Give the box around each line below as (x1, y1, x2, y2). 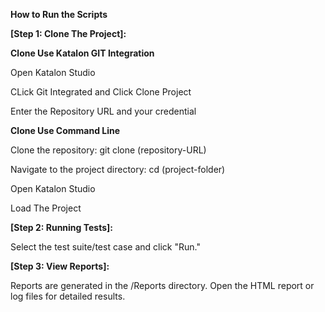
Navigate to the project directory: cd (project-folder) (10, 164, 226, 175)
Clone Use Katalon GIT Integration (10, 47, 155, 59)
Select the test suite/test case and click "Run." (10, 241, 201, 253)
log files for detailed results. (10, 290, 126, 302)
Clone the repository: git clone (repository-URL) (10, 144, 207, 156)
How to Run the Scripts (10, 9, 108, 20)
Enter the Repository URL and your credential (10, 105, 197, 117)
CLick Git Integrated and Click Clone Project (10, 86, 192, 98)
